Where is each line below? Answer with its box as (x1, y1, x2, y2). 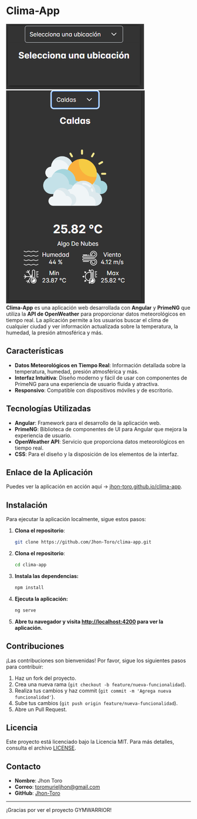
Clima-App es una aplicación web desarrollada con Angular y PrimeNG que (6, 304, 191, 311)
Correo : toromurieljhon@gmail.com (14, 783, 101, 791)
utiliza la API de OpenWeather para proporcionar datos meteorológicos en (6, 310, 186, 317)
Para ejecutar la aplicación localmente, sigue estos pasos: (6, 516, 147, 523)
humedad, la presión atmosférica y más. (6, 329, 103, 336)
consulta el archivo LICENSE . (6, 744, 76, 751)
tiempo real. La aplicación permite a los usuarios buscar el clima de (6, 316, 169, 324)
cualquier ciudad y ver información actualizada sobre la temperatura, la (6, 323, 178, 330)
